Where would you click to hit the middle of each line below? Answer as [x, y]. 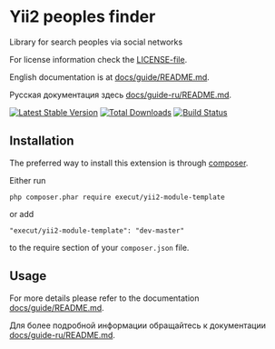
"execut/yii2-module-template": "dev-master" [97, 230]
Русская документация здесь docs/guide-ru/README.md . [121, 95]
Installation [42, 141]
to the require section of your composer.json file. [99, 247]
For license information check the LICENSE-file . [98, 59]
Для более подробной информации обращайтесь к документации [137, 325]
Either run [28, 180]
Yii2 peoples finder [83, 17]
